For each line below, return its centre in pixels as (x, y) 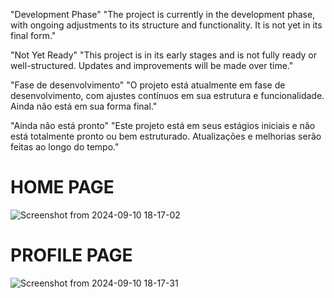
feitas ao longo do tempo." (65, 147)
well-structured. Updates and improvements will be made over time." (152, 65)
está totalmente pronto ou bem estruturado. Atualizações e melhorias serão (166, 136)
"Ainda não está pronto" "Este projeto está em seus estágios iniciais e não (163, 125)
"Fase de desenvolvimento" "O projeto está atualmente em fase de (148, 85)
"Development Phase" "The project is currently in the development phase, (163, 14)
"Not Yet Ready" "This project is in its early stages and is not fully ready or (163, 55)
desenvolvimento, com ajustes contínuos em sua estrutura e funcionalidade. (167, 95)
